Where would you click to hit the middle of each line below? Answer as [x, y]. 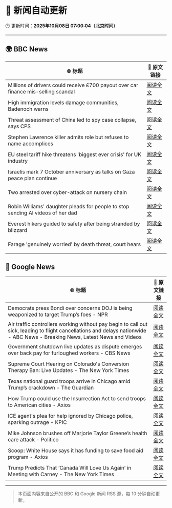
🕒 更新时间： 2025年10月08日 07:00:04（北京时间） [62, 26]
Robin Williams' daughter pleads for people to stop [69, 206]
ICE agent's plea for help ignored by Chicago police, [70, 416]
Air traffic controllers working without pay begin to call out [78, 324]
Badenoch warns [28, 109]
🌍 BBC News [27, 49]
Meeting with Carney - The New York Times [61, 474]
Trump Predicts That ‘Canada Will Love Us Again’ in [70, 467]
